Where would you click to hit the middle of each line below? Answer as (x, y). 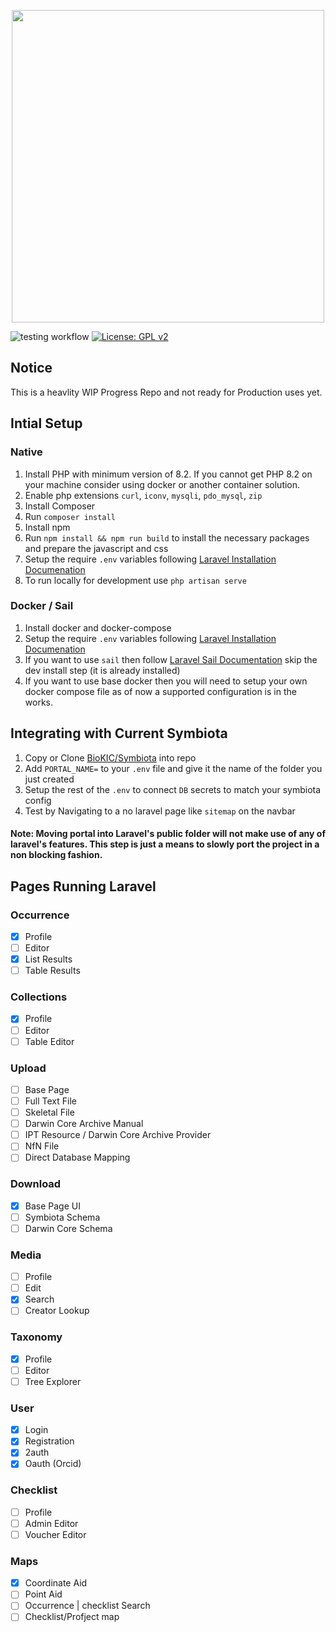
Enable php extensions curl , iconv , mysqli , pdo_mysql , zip (143, 495)
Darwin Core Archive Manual (84, 1124)
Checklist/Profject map (72, 1617)
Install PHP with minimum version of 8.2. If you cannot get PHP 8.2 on (168, 474)
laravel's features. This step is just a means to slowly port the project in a (165, 844)
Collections (39, 997)
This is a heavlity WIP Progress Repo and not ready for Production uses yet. (166, 392)
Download (36, 1184)
